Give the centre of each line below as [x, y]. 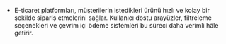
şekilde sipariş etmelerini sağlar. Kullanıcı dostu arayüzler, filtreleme [113, 18]
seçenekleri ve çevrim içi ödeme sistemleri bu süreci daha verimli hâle [116, 25]
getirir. [23, 33]
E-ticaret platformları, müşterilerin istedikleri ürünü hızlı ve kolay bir [112, 10]
